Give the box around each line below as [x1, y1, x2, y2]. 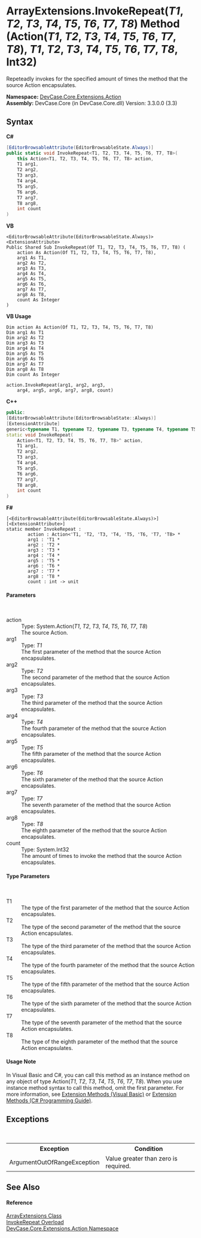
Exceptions [6, 1114, 49, 1125]
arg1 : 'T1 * [28, 537, 60, 543]
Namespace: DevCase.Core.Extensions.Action [6, 93, 121, 100]
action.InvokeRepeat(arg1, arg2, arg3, [6, 382, 106, 388]
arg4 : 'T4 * [28, 552, 60, 559]
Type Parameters [6, 872, 50, 880]
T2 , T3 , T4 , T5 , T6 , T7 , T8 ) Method [6, 17, 180, 31]
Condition [134, 1144, 163, 1153]
